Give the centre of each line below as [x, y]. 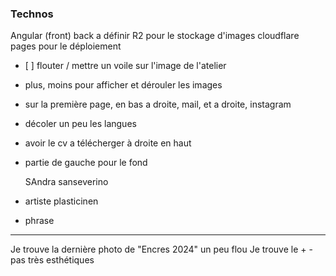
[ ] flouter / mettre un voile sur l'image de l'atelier [125, 66]
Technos [32, 14]
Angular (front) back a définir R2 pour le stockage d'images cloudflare [155, 36]
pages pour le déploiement [66, 46]
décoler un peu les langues [80, 124]
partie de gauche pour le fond [86, 163]
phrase [39, 221]
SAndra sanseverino [66, 182]
